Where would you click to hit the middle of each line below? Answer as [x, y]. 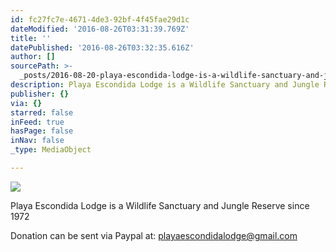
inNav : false [37, 141]
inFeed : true [37, 122]
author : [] [33, 57]
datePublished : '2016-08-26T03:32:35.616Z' [102, 47]
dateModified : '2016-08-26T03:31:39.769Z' [100, 29]
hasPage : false [42, 131]
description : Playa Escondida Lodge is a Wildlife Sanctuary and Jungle [165, 85]
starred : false [42, 112]
